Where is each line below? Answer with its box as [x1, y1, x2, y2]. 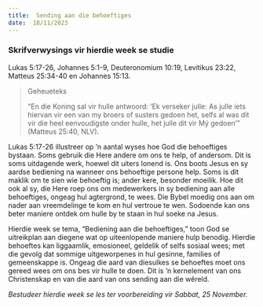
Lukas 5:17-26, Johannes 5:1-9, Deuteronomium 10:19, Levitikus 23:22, [8, 62, 236, 72]
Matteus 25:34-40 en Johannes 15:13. [8, 71, 131, 80]
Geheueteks [27, 86, 67, 95]
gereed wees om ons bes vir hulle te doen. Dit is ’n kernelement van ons [8, 265, 242, 276]
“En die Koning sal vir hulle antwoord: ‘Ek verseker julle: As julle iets [27, 102, 246, 111]
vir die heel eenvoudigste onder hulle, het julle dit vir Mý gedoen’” [27, 118, 241, 128]
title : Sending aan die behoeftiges [8, 11, 132, 20]
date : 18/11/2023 [8, 19, 68, 27]
